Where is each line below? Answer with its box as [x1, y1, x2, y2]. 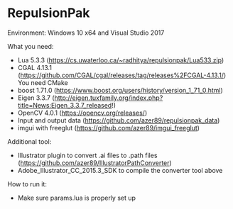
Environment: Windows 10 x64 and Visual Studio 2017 [7, 28, 165, 37]
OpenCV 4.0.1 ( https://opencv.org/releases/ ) [17, 108, 148, 117]
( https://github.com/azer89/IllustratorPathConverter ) [17, 158, 172, 167]
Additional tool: [7, 137, 52, 146]
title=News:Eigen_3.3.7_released [17, 101, 112, 109]
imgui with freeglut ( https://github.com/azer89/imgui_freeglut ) [17, 123, 200, 132]
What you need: [7, 42, 54, 50]
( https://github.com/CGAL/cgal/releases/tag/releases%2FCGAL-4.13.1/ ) [17, 71, 227, 79]
